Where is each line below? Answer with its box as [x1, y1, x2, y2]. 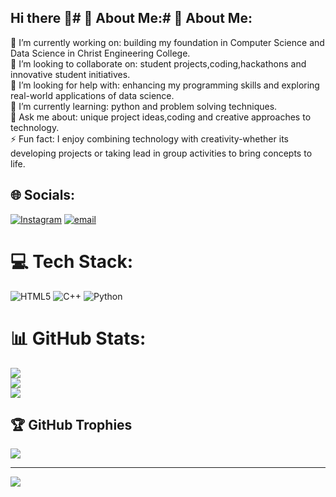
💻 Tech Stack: [10, 250, 134, 273]
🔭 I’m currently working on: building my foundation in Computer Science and [10, 36, 325, 48]
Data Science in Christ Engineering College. [10, 47, 191, 59]
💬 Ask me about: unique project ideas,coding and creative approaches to [10, 111, 312, 123]
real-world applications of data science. [10, 89, 175, 101]
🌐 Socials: [10, 187, 76, 204]
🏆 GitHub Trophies [10, 416, 133, 433]
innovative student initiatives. [10, 68, 131, 80]
